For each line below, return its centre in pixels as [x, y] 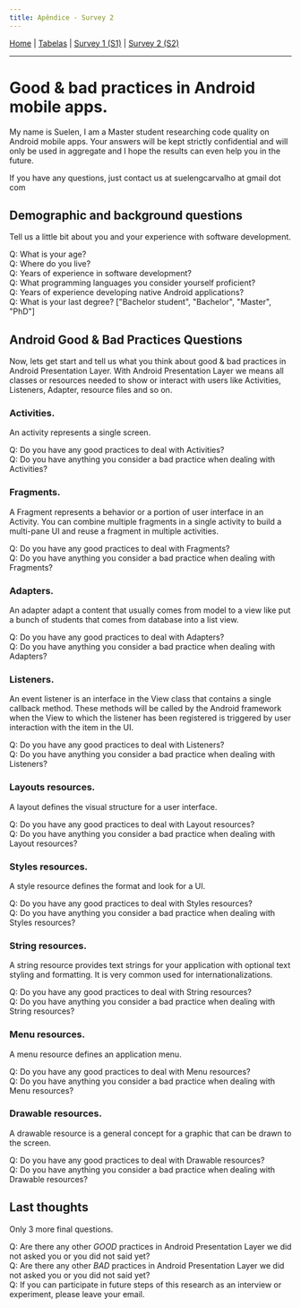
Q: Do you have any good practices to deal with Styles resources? [131, 903]
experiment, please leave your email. [77, 1294]
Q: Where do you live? [50, 264]
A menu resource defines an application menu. [95, 1054]
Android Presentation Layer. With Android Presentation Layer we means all [146, 371]
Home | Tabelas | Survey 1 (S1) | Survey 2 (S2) [94, 43]
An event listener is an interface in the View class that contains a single [140, 699]
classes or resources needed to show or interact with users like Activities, [146, 380]
